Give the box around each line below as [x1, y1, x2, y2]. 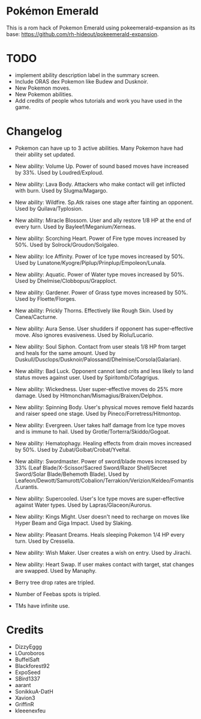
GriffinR [14, 700, 34, 708]
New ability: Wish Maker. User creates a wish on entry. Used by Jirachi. [14, 549, 192, 556]
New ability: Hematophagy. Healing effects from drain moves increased [14, 439, 192, 446]
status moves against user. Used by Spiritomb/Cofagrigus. [14, 374, 160, 381]
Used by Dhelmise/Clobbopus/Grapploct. [14, 277, 117, 284]
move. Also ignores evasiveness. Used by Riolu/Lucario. [14, 331, 154, 338]
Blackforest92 [14, 662, 50, 669]
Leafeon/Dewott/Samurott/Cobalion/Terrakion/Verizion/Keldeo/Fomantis [14, 477, 194, 484]
